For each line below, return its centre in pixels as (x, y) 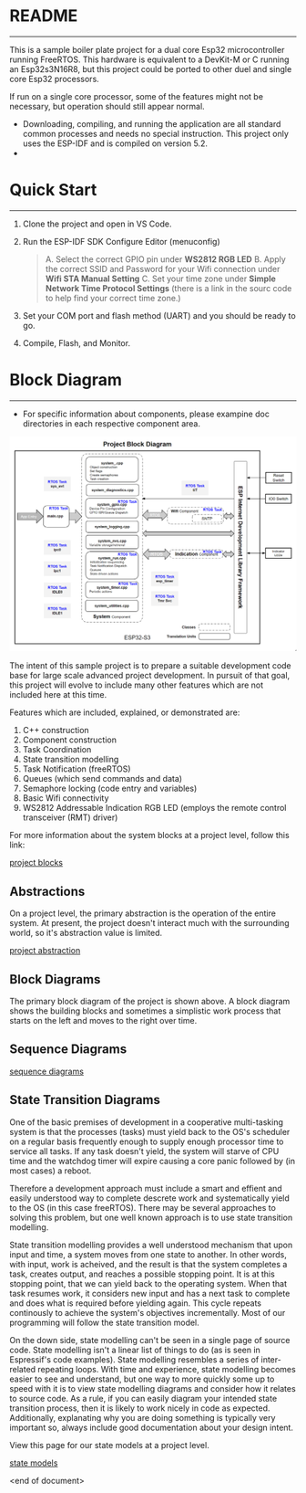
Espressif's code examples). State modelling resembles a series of (134, 1359)
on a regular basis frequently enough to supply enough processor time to (147, 1141)
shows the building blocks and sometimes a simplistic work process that (145, 1011)
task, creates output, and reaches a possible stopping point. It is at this (142, 1274)
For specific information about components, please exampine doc (146, 414)
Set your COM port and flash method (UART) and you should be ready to (159, 315)
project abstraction (45, 951)
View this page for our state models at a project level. (109, 1445)
